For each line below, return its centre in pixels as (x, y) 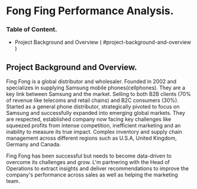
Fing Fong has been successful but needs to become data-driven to (89, 156)
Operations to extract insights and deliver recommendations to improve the (98, 169)
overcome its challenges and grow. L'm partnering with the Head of (88, 162)
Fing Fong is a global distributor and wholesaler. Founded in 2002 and (91, 82)
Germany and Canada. (33, 145)
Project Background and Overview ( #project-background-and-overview (103, 42)
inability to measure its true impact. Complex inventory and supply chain (94, 132)
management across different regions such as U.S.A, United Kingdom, (91, 138)
